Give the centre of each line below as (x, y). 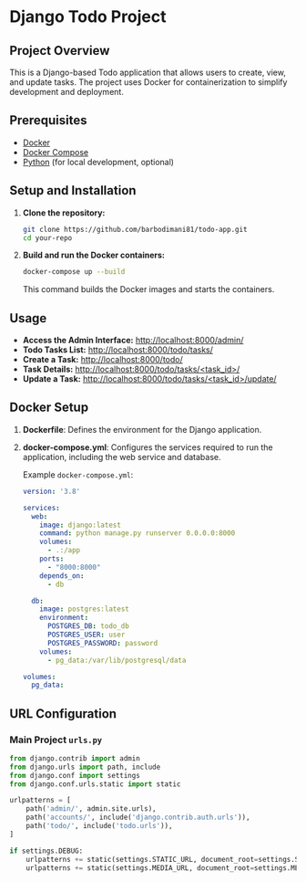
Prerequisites (48, 121)
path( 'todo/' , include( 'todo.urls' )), (99, 826)
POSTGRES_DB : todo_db (88, 626)
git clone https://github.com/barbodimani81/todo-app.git (135, 229)
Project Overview (60, 51)
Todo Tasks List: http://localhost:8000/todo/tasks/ (118, 350)
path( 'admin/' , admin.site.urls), (91, 809)
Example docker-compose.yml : (78, 474)
